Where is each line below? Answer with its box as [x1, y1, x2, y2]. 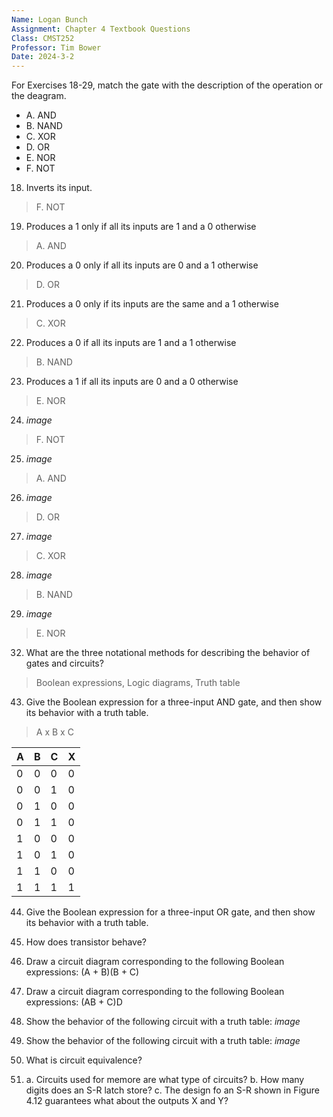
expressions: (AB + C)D [25, 996, 123, 1008]
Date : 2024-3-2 [11, 52, 75, 62]
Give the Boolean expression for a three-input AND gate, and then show [25, 696, 323, 708]
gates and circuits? [25, 657, 104, 670]
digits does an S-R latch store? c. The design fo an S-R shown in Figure [25, 1084, 320, 1096]
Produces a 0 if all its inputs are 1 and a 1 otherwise [25, 337, 237, 349]
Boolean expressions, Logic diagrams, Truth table [35, 677, 241, 689]
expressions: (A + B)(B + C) [25, 966, 140, 978]
